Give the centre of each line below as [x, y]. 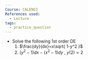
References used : [23, 14]
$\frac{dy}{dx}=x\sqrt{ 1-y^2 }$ [51, 46]
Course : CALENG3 [21, 9]
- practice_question [30, 28]
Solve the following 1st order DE [44, 41]
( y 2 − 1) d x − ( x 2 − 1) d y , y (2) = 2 [51, 52]
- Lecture [19, 18]
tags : [10, 23]
